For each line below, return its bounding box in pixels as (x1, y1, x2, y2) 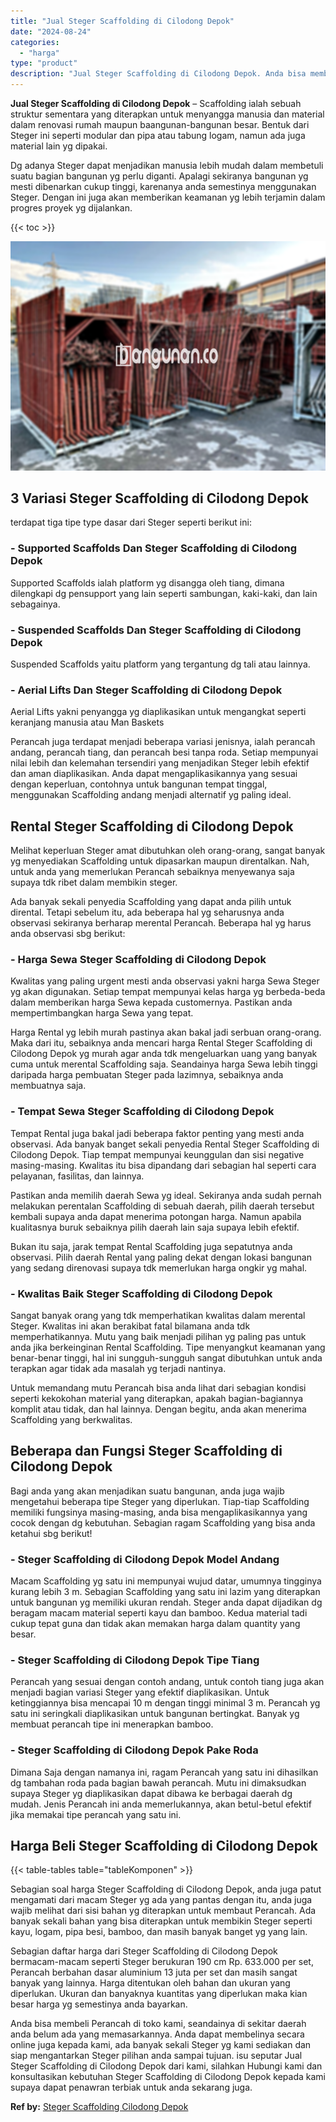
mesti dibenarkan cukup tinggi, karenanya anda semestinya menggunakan (10, 181, 317, 192)
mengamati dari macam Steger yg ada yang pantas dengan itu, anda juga (10, 1894, 313, 1906)
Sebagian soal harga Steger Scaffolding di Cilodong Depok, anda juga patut (10, 1883, 322, 1895)
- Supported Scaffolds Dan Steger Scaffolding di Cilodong (10, 541, 297, 555)
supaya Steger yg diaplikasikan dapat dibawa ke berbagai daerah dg (10, 1787, 293, 1799)
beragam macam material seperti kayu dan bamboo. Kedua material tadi (10, 1607, 308, 1619)
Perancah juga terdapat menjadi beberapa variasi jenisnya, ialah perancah (10, 736, 316, 748)
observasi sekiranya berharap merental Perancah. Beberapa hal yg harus (10, 917, 312, 929)
